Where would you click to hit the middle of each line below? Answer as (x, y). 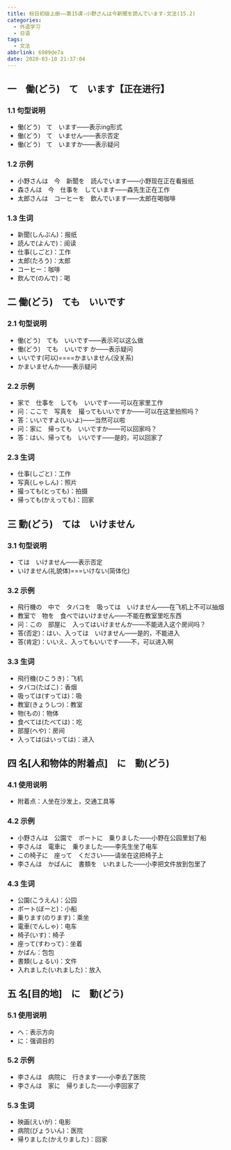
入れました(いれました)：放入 (59, 969)
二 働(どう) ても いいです (66, 302)
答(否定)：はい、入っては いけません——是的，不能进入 (98, 633)
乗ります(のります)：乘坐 (53, 917)
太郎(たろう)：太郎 (44, 261)
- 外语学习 (27, 26)
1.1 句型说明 (26, 111)
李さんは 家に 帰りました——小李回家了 (78, 1085)
